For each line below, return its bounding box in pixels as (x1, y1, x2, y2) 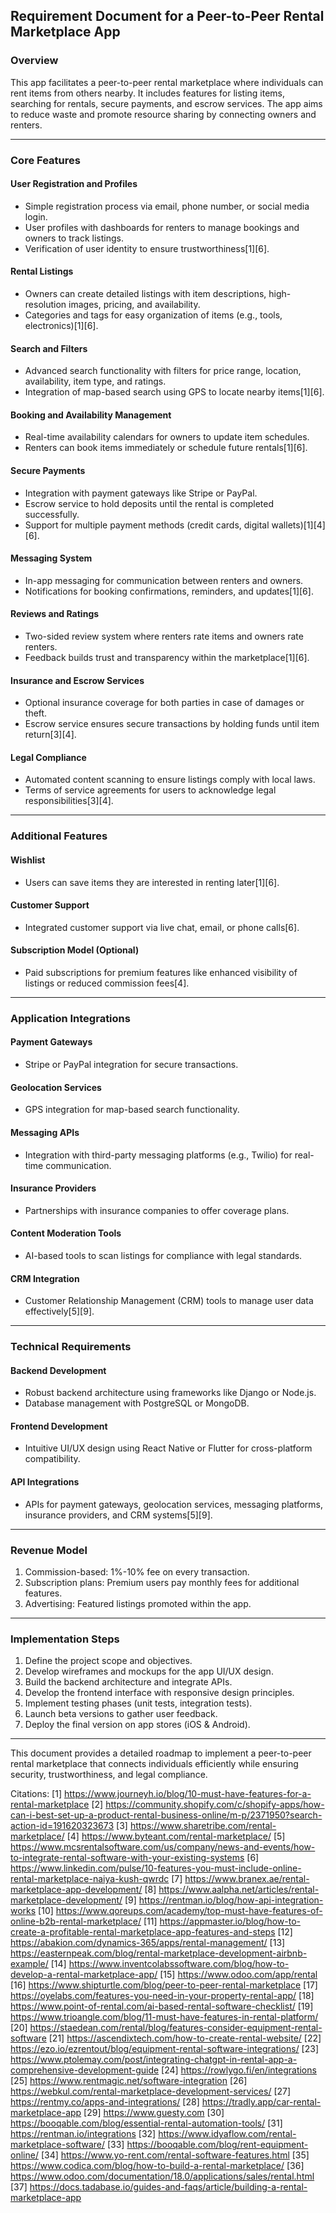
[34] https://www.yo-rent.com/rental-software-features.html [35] (40, 2149, 310, 2161)
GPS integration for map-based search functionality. (24, 1104, 240, 1116)
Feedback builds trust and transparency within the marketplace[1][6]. (24, 652, 310, 664)
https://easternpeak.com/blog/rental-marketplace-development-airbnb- (10, 1947, 308, 1959)
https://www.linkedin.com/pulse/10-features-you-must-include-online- (10, 1862, 302, 1874)
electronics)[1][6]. (24, 320, 99, 332)
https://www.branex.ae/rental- (184, 1873, 310, 1885)
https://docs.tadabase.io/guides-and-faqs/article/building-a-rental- (29, 2181, 308, 2193)
